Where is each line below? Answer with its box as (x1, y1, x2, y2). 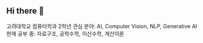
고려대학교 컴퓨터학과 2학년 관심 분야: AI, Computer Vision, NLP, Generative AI (6, 22, 198, 30)
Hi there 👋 (6, 6, 44, 16)
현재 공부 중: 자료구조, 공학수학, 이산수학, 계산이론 (6, 30, 125, 37)
